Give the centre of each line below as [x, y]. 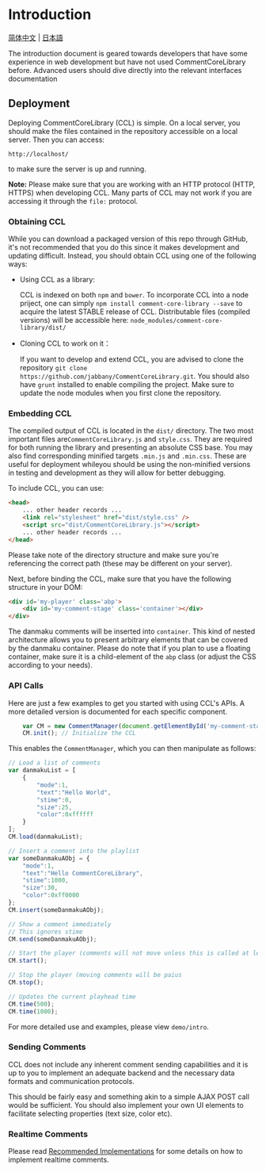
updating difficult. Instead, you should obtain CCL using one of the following [132, 256]
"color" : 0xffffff [65, 814]
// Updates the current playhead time [72, 997]
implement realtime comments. [59, 1160]
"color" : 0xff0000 [51, 895]
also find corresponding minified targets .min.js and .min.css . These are [127, 456]
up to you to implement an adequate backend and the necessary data [122, 1073]
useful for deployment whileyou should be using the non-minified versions [129, 465]
